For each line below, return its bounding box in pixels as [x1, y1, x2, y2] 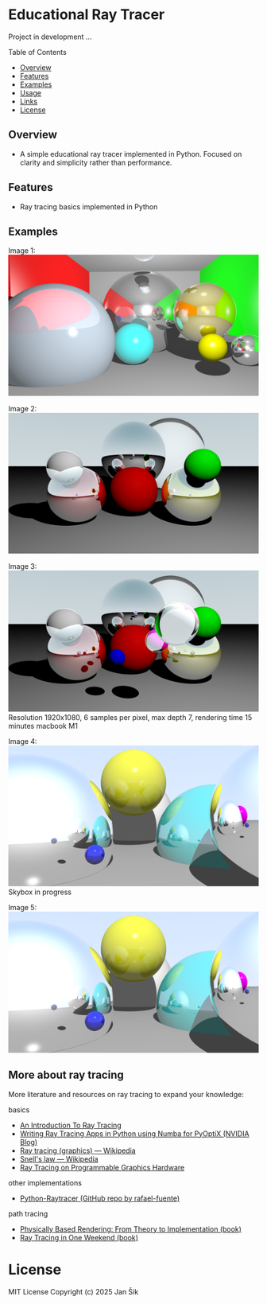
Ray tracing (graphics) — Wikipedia [19, 1146, 137, 1155]
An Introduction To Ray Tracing [19, 1120, 122, 1130]
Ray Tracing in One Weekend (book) [19, 1232, 139, 1242]
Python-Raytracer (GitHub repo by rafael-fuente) [19, 1193, 180, 1203]
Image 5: [8, 903, 37, 913]
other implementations [8, 1177, 82, 1187]
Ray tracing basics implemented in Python [19, 201, 158, 212]
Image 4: [8, 736, 37, 745]
